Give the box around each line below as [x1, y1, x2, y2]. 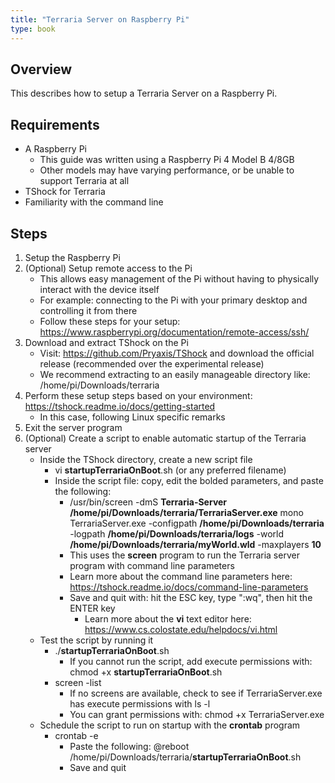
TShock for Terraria [24, 186, 106, 198]
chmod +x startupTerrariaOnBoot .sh [69, 666, 223, 678]
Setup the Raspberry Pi [24, 251, 121, 263]
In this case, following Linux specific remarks [39, 411, 226, 423]
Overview [10, 61, 73, 78]
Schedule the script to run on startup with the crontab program [39, 719, 301, 731]
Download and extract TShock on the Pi [24, 336, 189, 348]
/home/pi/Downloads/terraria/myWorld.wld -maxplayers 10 [69, 538, 322, 550]
